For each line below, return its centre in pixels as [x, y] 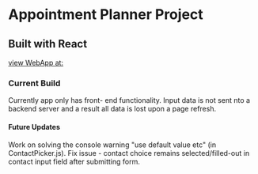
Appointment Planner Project [106, 15]
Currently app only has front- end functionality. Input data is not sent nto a [129, 100]
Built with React [48, 44]
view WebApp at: [36, 62]
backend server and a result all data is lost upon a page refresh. [112, 109]
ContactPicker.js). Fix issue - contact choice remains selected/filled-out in [129, 153]
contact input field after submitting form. [74, 161]
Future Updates [34, 127]
